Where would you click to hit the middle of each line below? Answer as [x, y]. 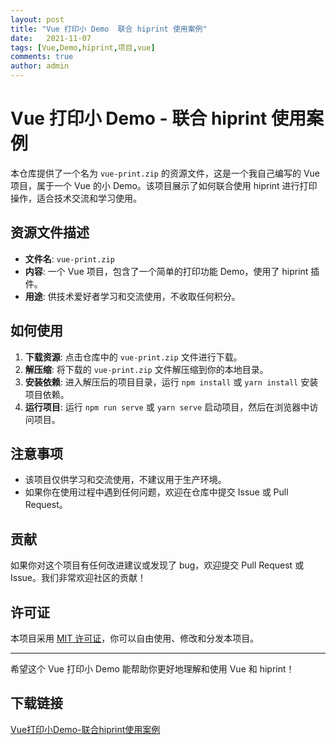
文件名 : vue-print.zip [69, 258]
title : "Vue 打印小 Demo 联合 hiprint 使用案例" [109, 29]
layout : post [37, 19]
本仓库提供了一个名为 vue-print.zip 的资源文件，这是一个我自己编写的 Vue [165, 173]
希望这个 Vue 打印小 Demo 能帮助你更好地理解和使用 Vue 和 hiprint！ [152, 669]
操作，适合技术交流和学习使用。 [76, 198]
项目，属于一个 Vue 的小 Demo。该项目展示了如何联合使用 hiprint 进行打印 [164, 185]
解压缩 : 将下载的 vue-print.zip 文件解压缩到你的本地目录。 [146, 369]
